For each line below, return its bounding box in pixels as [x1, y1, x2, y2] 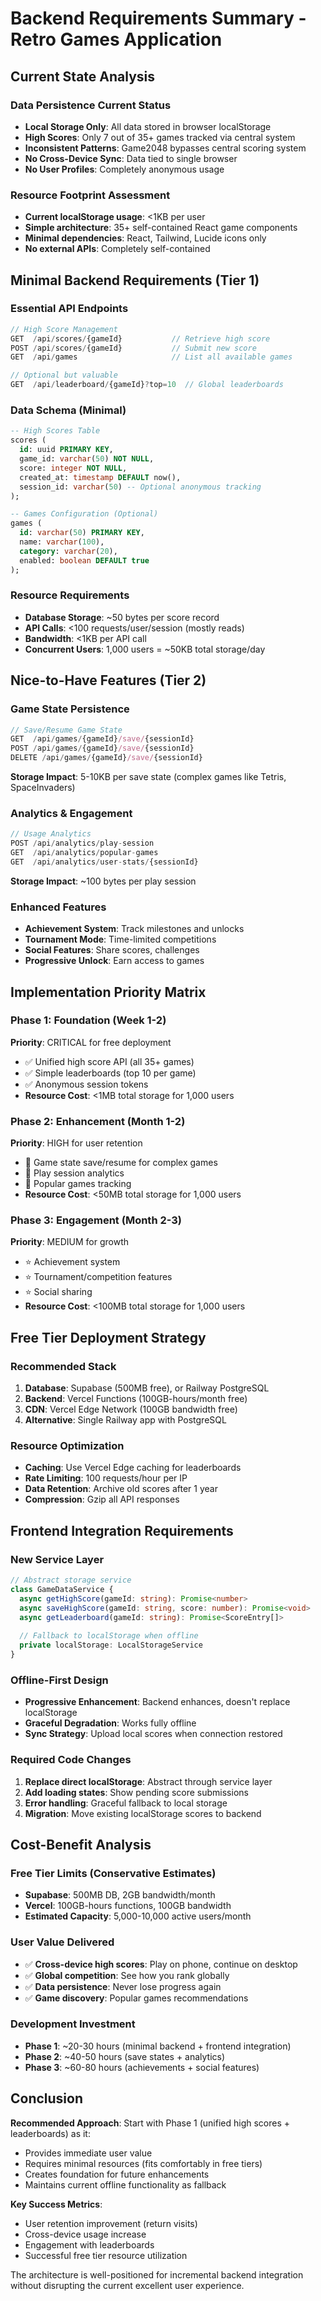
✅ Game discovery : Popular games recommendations [24, 1992, 249, 2004]
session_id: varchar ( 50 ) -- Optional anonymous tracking [19, 482, 262, 492]
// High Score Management [10, 324, 118, 334]
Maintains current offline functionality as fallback [24, 2178, 227, 2191]
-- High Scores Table [10, 426, 101, 436]
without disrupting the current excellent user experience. [10, 2279, 245, 2291]
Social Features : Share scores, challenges [24, 944, 200, 956]
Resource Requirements [10, 588, 130, 602]
